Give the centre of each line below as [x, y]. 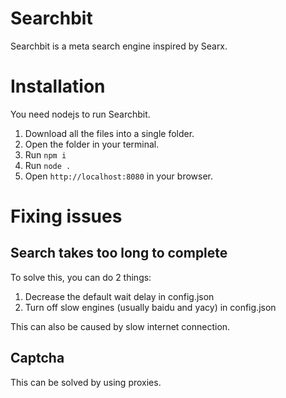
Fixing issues [66, 216]
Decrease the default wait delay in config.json [119, 296]
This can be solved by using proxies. [86, 382]
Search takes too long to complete [119, 253]
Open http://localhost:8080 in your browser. [118, 176]
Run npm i [45, 154]
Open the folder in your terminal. [92, 144]
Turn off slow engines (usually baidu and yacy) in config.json [150, 307]
